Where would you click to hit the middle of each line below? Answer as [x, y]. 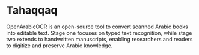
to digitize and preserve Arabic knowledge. [60, 46]
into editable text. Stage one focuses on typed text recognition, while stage [99, 33]
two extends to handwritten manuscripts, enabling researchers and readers [100, 39]
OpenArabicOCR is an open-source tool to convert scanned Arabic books [97, 27]
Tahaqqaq [32, 10]
